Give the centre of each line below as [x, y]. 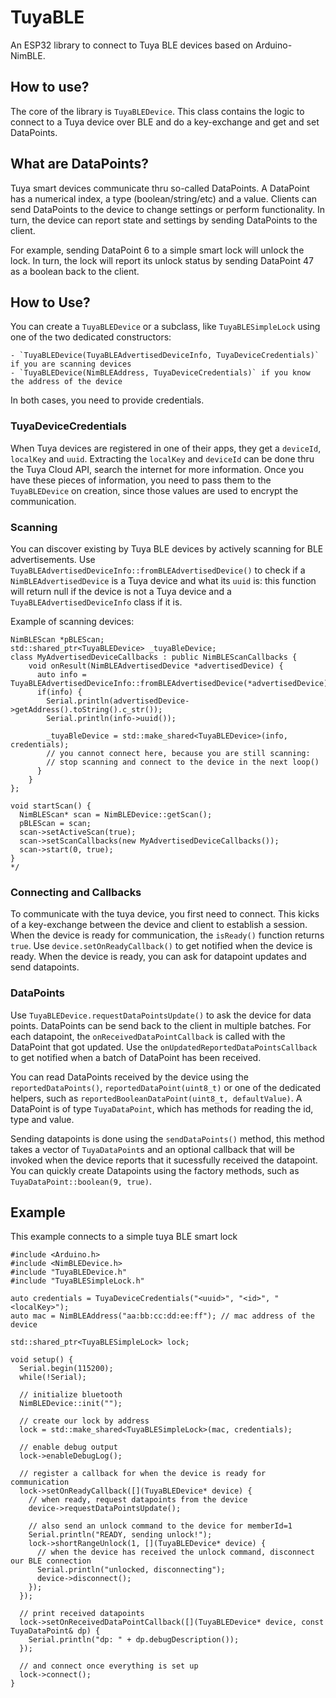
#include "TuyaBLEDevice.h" [69, 1272]
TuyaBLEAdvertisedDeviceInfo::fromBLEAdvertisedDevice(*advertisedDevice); [171, 683]
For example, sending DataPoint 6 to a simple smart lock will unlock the [157, 250]
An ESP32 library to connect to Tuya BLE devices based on [132, 45]
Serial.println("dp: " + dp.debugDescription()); [134, 1640]
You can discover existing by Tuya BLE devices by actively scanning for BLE [167, 548]
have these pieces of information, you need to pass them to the [141, 480]
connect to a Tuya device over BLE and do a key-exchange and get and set [165, 122]
